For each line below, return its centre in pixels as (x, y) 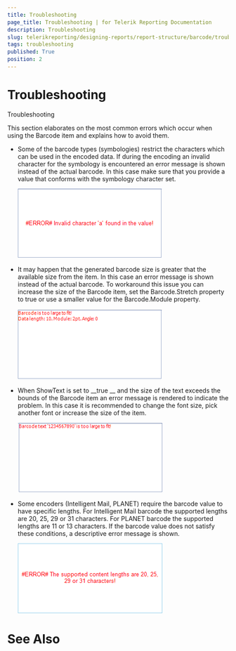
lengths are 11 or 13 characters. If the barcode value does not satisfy (116, 526)
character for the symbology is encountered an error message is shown (121, 164)
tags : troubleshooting (40, 45)
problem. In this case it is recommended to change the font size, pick (117, 405)
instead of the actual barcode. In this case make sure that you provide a (121, 171)
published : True (31, 52)
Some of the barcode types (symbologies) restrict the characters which (121, 149)
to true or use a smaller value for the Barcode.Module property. (109, 299)
